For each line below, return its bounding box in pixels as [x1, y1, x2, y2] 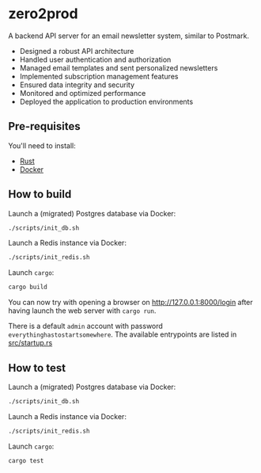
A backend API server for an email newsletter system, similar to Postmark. [8, 31, 249, 40]
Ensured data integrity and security [19, 80, 135, 90]
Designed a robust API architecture [19, 46, 134, 55]
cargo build [8, 283, 47, 292]
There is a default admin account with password [8, 322, 164, 331]
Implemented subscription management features [19, 71, 179, 81]
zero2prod [8, 5, 78, 23]
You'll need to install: [8, 140, 77, 151]
